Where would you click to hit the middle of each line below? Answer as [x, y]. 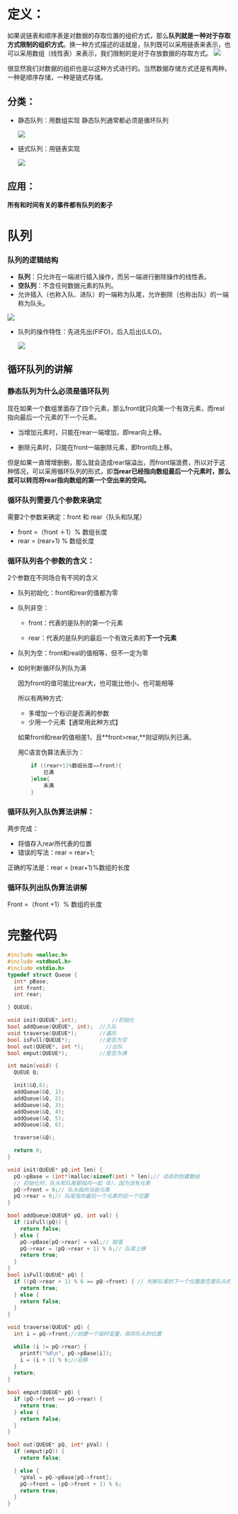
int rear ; [28, 995]
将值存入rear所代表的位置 [55, 844]
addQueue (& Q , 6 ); [39, 1125]
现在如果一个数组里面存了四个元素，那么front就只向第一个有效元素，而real [116, 408]
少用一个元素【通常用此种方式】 [75, 722]
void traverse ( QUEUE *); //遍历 [62, 1033]
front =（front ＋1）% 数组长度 [62, 532]
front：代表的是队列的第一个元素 [76, 623]
